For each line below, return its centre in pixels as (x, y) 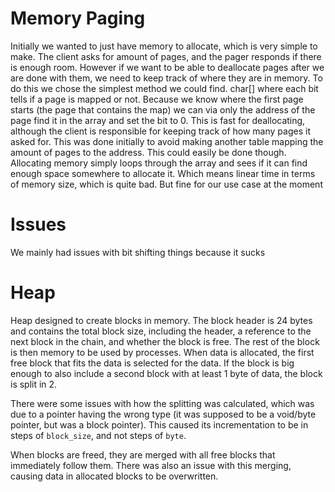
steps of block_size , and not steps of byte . (98, 435)
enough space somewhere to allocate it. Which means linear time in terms (163, 173)
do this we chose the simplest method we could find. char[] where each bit (164, 88)
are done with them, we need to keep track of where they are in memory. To (166, 78)
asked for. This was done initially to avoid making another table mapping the (167, 141)
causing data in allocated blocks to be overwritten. (114, 476)
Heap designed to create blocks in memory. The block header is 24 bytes (161, 320)
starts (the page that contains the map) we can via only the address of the (163, 109)
